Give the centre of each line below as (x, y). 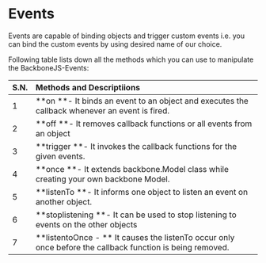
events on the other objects (86, 224)
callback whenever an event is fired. (103, 110)
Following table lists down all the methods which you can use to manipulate (131, 59)
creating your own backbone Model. (103, 179)
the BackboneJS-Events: (49, 67)
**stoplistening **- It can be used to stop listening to (136, 215)
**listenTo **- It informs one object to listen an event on (141, 192)
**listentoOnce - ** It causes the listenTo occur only (135, 237)
